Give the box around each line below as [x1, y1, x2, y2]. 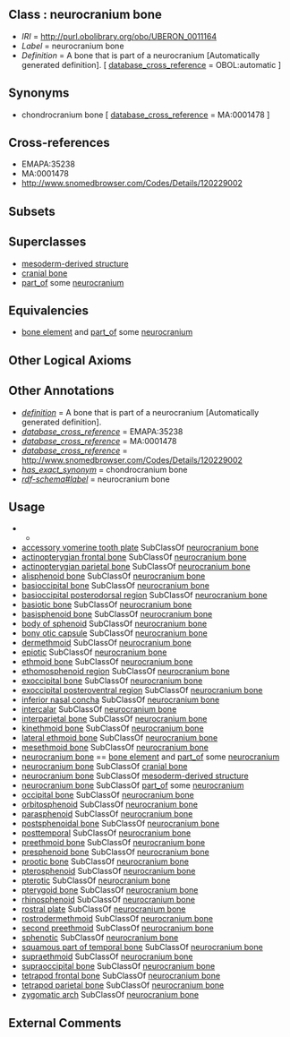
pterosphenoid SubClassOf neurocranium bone [21, 866, 196, 877]
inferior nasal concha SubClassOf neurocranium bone [21, 694, 220, 706]
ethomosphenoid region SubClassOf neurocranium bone [21, 666, 230, 677]
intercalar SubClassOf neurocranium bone [21, 704, 177, 715]
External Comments [8, 1016, 122, 1031]
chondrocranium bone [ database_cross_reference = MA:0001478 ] [21, 109, 270, 120]
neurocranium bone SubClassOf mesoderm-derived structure [21, 770, 249, 782]
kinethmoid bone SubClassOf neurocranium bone [21, 723, 204, 733]
